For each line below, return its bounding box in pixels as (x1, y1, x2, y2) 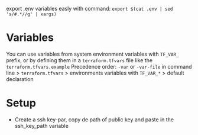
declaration (6, 75, 34, 82)
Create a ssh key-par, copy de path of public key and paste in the (14, 115, 174, 123)
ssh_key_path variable (14, 122, 69, 129)
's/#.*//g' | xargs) (6, 11, 57, 17)
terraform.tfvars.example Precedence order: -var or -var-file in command (6, 63, 192, 70)
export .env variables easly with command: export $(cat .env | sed (6, 5, 173, 12)
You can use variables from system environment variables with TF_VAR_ (6, 50, 179, 57)
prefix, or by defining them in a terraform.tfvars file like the (6, 56, 152, 64)
